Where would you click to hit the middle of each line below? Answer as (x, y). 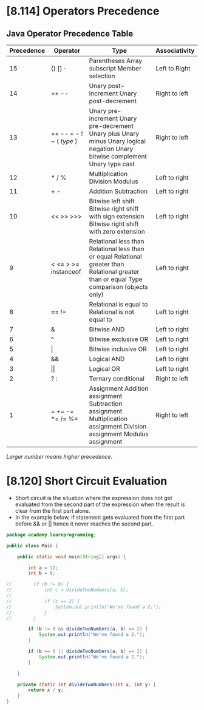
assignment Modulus (119, 434)
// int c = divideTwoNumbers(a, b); (68, 590)
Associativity (175, 51)
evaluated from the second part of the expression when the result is (100, 504)
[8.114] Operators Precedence (83, 11)
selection (102, 76)
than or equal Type (116, 279)
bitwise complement (118, 156)
